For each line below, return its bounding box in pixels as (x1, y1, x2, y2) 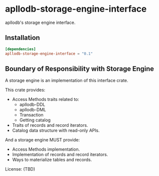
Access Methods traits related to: (12, 97, 79, 102)
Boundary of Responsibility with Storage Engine (5, 64, 154, 73)
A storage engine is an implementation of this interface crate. (5, 78, 129, 83)
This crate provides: (5, 87, 45, 93)
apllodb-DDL (19, 101, 45, 108)
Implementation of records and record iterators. (12, 152, 109, 157)
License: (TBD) (5, 166, 35, 172)
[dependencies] (5, 46, 36, 52)
